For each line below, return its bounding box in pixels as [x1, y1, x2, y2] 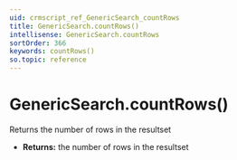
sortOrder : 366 [9, 38, 67, 48]
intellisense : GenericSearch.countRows [9, 30, 160, 39]
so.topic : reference [9, 55, 88, 64]
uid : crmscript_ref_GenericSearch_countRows [9, 13, 180, 23]
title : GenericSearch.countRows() [9, 22, 140, 31]
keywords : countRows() [9, 47, 95, 56]
